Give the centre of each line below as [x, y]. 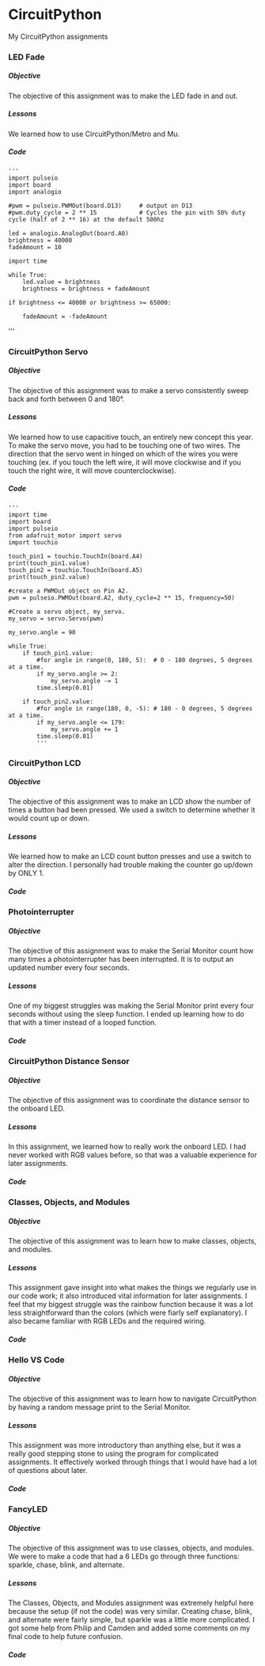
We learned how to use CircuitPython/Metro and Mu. [94, 134]
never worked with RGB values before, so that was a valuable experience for [132, 1155]
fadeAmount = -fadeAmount [65, 316]
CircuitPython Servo [48, 351]
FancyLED [28, 1509]
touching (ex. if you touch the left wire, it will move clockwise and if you [125, 462]
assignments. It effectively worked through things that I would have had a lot [132, 1462]
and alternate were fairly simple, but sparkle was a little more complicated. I [132, 1619]
